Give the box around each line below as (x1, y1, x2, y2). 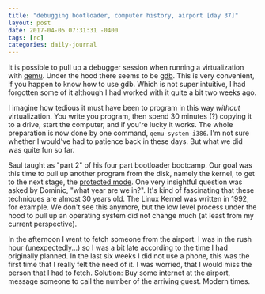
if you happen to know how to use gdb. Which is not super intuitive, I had (8, 80, 246, 89)
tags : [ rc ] (8, 33, 44, 42)
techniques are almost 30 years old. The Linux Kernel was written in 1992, (8, 194, 249, 204)
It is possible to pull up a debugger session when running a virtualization (8, 62, 244, 72)
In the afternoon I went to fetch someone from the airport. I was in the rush (8, 235, 252, 244)
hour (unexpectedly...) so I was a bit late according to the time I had (8, 243, 228, 253)
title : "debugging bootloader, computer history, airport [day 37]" (8, 11, 239, 20)
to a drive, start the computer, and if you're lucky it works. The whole (8, 120, 233, 130)
